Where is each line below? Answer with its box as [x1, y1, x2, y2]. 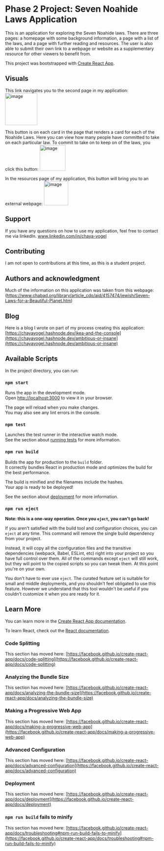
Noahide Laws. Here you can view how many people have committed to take [5, 134, 160, 140]
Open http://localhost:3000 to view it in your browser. [5, 395, 114, 401]
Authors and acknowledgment [5, 274, 100, 282]
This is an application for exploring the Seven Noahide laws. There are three [5, 30, 158, 36]
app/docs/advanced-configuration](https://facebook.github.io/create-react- [5, 762, 159, 768]
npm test [5, 422, 26, 428]
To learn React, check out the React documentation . [5, 627, 110, 633]
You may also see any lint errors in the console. [5, 410, 100, 415]
